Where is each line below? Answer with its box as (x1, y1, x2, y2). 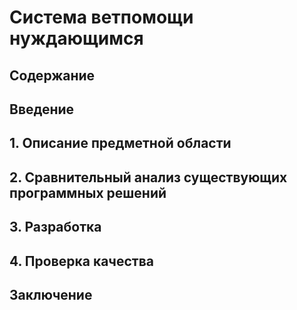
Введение (9, 101, 75, 118)
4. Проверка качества (9, 252, 154, 270)
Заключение (9, 286, 93, 303)
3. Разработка (9, 219, 102, 236)
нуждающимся (9, 27, 144, 50)
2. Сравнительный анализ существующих (9, 169, 288, 186)
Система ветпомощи (9, 6, 194, 29)
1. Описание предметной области (9, 135, 232, 152)
